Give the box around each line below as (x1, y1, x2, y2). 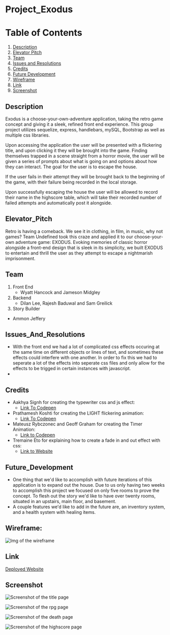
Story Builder (12, 305, 41, 311)
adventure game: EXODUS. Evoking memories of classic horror (15, 239, 148, 245)
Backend (12, 294, 32, 301)
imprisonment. (5, 255, 36, 261)
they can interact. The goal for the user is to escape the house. (5, 164, 137, 170)
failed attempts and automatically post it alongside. (5, 199, 112, 206)
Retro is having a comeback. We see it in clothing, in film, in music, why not (5, 228, 163, 234)
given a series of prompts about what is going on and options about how (5, 158, 158, 164)
